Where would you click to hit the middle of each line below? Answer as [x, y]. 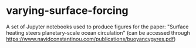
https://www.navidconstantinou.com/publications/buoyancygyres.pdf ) [91, 39]
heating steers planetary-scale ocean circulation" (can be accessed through [98, 32]
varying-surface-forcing [67, 11]
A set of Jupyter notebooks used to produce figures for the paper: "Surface [97, 27]
